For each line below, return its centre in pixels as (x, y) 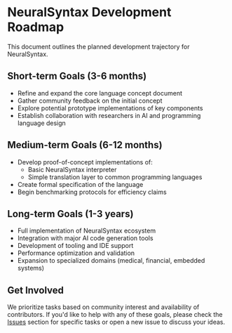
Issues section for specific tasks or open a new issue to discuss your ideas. (116, 322)
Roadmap (36, 27)
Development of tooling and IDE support (75, 246)
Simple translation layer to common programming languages (115, 177)
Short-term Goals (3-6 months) (77, 76)
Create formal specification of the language (80, 184)
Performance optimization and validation (76, 253)
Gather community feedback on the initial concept (90, 100)
